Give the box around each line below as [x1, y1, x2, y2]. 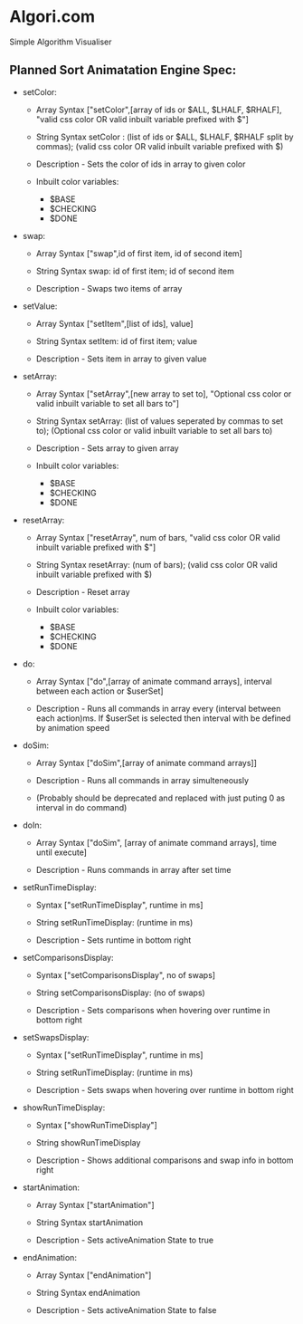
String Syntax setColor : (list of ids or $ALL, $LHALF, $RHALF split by [35, 131, 294, 142]
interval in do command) [35, 801, 128, 812]
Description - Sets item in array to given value [35, 353, 207, 364]
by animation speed [35, 722, 110, 733]
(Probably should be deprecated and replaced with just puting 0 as [35, 792, 286, 803]
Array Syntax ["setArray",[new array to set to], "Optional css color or [35, 388, 292, 399]
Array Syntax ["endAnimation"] [35, 1270, 152, 1281]
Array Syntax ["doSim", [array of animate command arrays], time [35, 837, 278, 848]
